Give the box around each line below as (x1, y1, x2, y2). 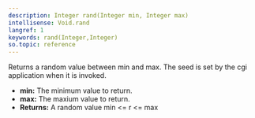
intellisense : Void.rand (8, 19, 90, 27)
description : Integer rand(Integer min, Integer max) (8, 11, 189, 20)
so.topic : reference (8, 41, 77, 49)
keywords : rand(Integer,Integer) (8, 33, 118, 42)
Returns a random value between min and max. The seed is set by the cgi (8, 62, 247, 72)
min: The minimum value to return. (19, 86, 133, 95)
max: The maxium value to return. (19, 94, 130, 104)
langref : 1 (8, 26, 44, 34)
